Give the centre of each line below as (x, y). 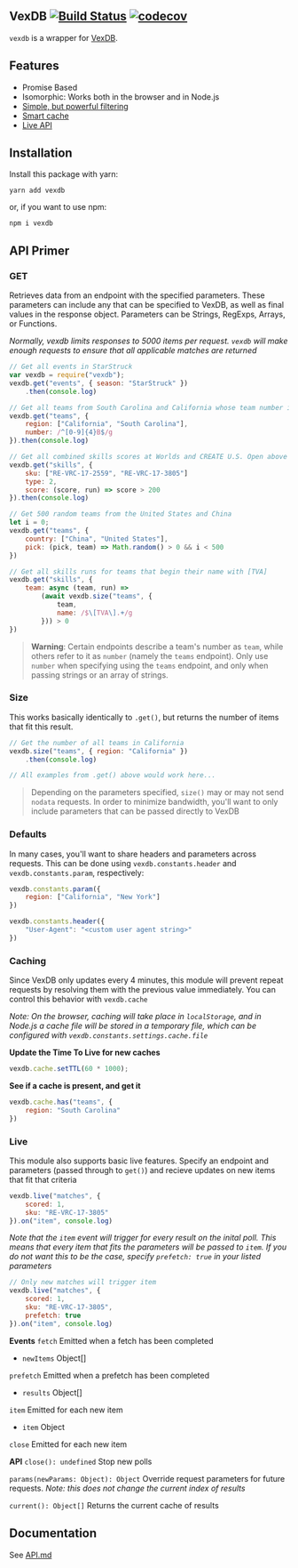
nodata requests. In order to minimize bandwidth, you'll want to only (154, 802)
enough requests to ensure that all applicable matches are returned (133, 350)
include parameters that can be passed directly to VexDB (135, 811)
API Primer (39, 250)
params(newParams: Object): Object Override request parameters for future (147, 1478)
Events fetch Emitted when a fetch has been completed (112, 1340)
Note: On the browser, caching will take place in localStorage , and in (135, 1017)
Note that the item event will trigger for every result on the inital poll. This (143, 1238)
